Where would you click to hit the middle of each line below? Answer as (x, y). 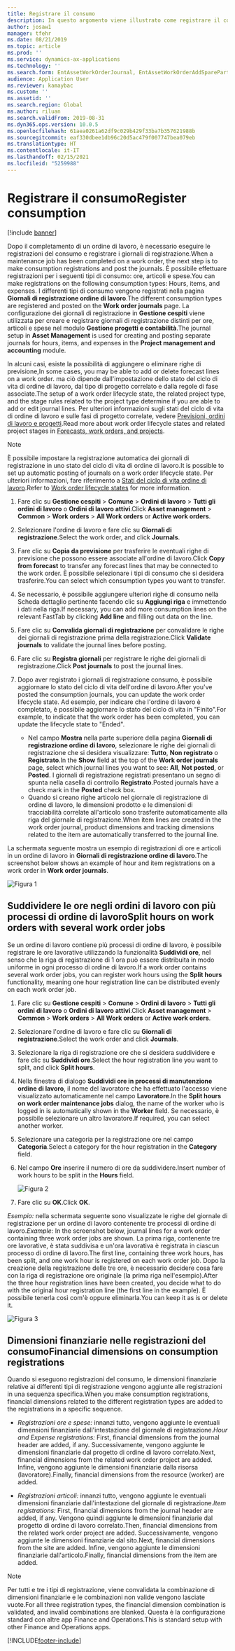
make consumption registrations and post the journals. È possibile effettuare (117, 268)
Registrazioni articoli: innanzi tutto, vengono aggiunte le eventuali (112, 1495)
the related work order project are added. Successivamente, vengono (117, 1533)
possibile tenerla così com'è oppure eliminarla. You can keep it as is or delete (117, 1297)
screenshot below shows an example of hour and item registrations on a (111, 863)
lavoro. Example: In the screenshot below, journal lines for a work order (109, 1231)
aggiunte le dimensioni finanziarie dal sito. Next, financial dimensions (116, 1540)
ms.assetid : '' (29, 99)
